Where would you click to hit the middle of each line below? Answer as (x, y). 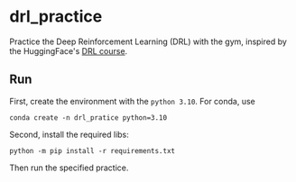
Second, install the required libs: (69, 134)
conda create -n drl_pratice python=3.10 (88, 118)
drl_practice (56, 17)
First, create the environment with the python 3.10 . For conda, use (132, 101)
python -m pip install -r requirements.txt (92, 150)
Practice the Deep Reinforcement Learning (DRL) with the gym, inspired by (148, 41)
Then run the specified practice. (69, 168)
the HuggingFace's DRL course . (69, 50)
